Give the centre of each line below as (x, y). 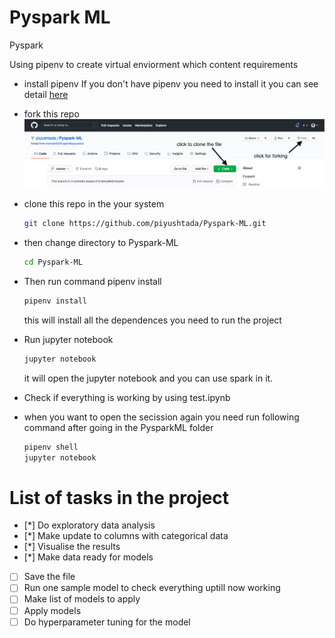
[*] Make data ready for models (88, 557)
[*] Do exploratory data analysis (89, 525)
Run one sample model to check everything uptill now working (152, 588)
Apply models (52, 610)
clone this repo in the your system (94, 204)
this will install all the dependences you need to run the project (152, 320)
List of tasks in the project (119, 497)
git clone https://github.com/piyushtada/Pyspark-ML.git (145, 224)
